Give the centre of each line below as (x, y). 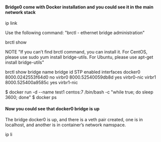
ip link (11, 23)
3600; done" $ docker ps (31, 97)
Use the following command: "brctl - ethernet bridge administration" (75, 33)
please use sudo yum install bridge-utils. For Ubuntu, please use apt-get (79, 57)
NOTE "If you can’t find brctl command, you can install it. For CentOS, (76, 52)
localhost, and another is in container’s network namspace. (66, 125)
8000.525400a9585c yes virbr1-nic (41, 83)
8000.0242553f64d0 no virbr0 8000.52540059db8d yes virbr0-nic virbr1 (81, 77)
